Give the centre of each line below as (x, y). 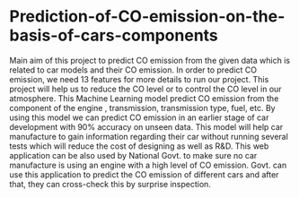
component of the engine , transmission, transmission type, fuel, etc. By (142, 108)
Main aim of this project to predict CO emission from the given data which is (149, 60)
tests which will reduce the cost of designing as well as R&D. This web (139, 146)
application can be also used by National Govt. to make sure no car (133, 155)
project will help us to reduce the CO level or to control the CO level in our (145, 89)
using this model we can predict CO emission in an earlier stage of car (139, 117)
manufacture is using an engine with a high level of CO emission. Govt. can (148, 165)
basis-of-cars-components (114, 35)
